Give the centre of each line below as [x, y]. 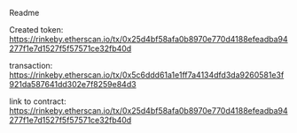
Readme [24, 13]
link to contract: [38, 101]
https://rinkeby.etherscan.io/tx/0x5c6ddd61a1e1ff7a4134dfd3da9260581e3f [147, 75]
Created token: [36, 30]
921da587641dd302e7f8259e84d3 [73, 84]
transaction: [31, 66]
